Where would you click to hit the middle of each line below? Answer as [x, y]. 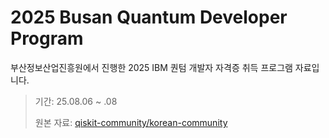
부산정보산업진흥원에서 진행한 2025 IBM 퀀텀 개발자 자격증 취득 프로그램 [151, 67]
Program [47, 38]
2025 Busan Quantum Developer [149, 17]
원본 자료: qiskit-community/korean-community [131, 122]
